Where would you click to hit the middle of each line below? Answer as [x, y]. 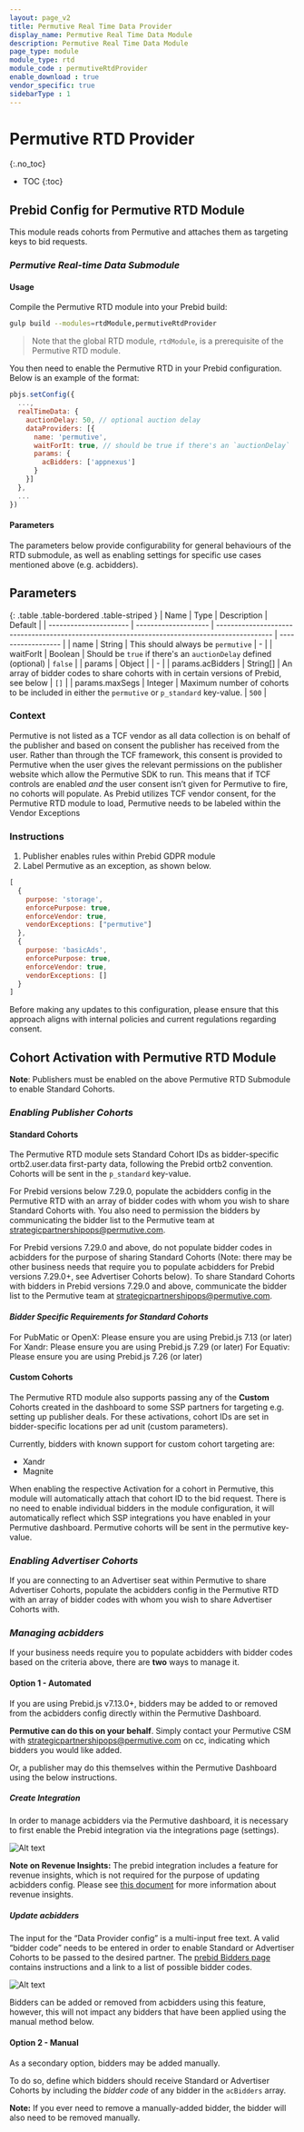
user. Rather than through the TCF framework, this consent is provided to [146, 754]
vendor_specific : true [52, 85]
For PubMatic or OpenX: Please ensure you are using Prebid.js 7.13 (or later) [151, 1337]
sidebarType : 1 [40, 94]
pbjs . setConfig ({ [42, 395]
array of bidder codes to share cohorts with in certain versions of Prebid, [146, 672]
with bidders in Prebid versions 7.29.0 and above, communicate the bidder [148, 1286]
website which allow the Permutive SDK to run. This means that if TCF [140, 774]
